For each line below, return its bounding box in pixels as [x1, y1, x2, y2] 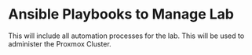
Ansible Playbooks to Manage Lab [8, 5, 234, 23]
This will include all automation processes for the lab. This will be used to [8, 31, 245, 40]
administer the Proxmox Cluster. [8, 39, 111, 48]
